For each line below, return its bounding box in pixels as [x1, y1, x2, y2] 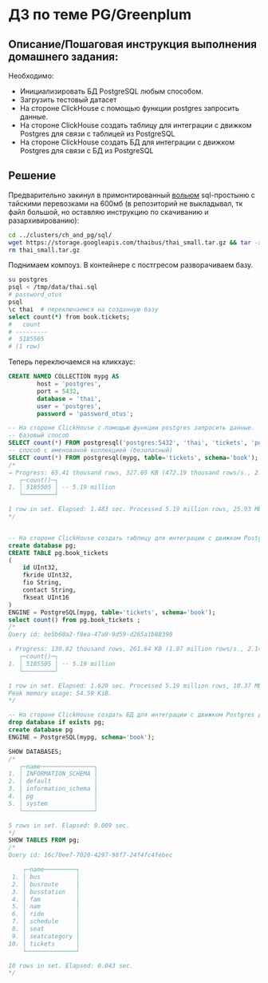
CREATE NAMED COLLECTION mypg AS [8, 373, 120, 381]
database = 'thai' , [37, 394, 102, 402]
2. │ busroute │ [11, 880, 81, 888]
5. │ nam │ [11, 902, 81, 911]
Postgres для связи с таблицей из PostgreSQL [19, 129, 175, 138]
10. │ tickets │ [8, 940, 81, 948]
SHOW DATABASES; [8, 747, 62, 755]
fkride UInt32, [22, 571, 73, 580]
